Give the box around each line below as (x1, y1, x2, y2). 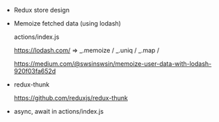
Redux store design (13, 6, 70, 14)
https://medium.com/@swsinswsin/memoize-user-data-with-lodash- (13, 60, 212, 68)
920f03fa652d (13, 67, 56, 75)
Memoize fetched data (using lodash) (13, 19, 122, 27)
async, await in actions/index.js (13, 107, 104, 115)
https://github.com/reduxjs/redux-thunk (13, 94, 129, 102)
